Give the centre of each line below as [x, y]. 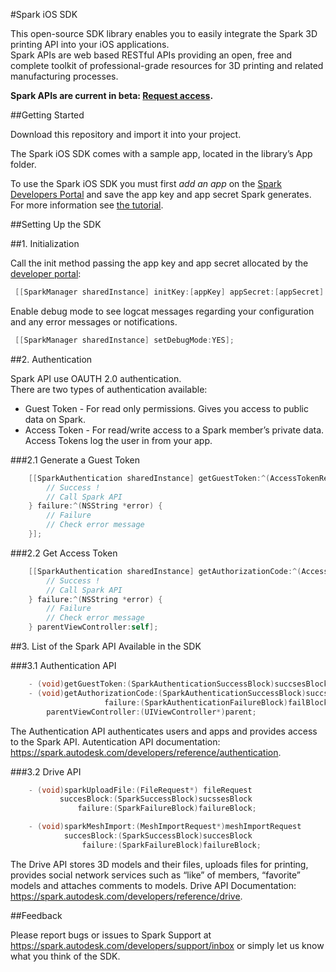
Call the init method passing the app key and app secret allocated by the [159, 263]
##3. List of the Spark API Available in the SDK [106, 646]
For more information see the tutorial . [87, 205]
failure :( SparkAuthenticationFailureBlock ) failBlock [216, 702]
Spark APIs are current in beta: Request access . [112, 95]
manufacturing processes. [64, 76]
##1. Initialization [45, 243]
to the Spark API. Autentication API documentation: [115, 741]
